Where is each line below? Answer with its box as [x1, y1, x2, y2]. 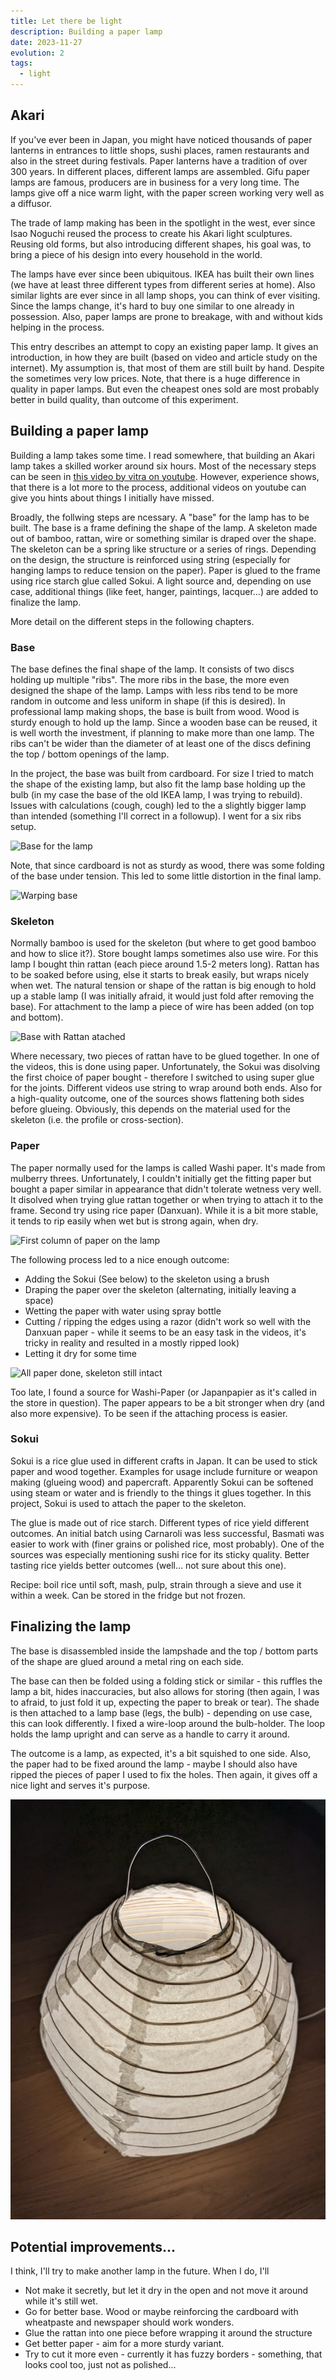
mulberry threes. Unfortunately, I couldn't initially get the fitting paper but [10, 1172, 312, 1184]
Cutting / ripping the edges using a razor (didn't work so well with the [24, 1315, 312, 1327]
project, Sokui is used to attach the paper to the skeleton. [10, 1497, 247, 1509]
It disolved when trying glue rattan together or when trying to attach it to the [10, 1193, 324, 1205]
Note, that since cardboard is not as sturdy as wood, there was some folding [10, 859, 325, 871]
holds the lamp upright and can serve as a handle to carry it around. [10, 1728, 290, 1740]
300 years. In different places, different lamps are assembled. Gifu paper [10, 165, 310, 177]
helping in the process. [10, 321, 105, 333]
